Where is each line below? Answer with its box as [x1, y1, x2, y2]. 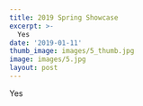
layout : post [9, 64, 58, 73]
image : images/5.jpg [9, 55, 87, 64]
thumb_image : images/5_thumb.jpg [9, 47, 135, 56]
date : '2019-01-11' [9, 38, 83, 48]
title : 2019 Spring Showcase [9, 13, 119, 22]
